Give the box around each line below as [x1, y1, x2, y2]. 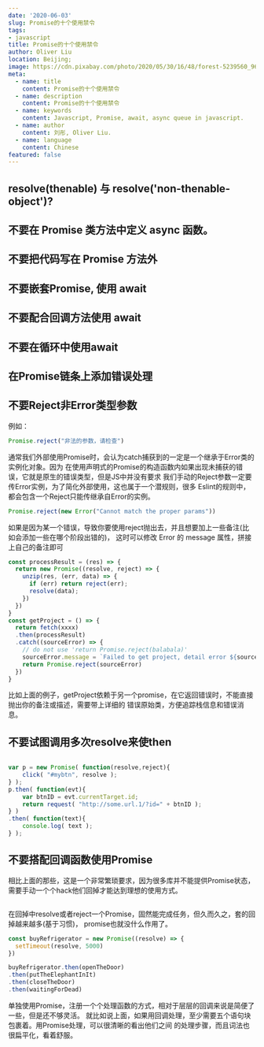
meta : [8, 70, 26, 78]
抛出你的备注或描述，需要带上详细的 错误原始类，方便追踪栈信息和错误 [8, 700, 237, 710]
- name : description [15, 92, 82, 100]
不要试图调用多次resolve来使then [8, 735, 172, 748]
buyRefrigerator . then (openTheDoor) [8, 963, 125, 971]
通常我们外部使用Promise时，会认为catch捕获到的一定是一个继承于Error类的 [8, 452, 255, 462]
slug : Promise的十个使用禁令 [8, 19, 96, 27]
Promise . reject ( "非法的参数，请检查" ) [8, 436, 124, 445]
